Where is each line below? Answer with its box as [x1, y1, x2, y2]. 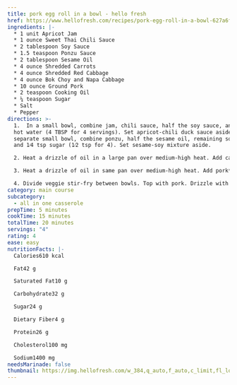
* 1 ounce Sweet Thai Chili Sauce [13, 37, 115, 44]
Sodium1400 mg [13, 354, 55, 361]
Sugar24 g [13, 303, 42, 311]
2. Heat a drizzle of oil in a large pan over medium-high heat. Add [13, 155, 222, 162]
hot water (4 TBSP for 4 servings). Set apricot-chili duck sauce [13, 129, 213, 136]
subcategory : [7, 193, 46, 200]
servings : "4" [7, 226, 49, 233]
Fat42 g [13, 265, 37, 272]
